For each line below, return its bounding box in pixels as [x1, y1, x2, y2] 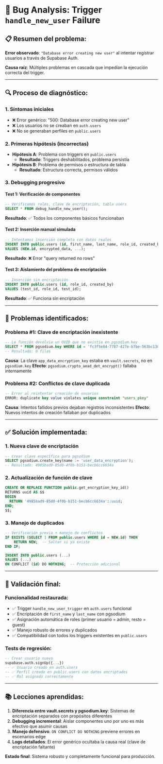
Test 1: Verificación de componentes [5, 191, 81, 197]
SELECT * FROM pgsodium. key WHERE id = [5, 345, 86, 349]
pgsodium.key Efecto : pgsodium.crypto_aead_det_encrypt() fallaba [5, 363, 137, 368]
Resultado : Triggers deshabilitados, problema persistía [19, 156, 130, 162]
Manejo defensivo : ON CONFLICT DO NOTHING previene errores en [12, 729, 140, 734]
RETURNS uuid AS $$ [5, 490, 45, 495]
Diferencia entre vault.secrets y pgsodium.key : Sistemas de [12, 708, 135, 714]
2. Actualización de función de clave [5, 474, 93, 481]
